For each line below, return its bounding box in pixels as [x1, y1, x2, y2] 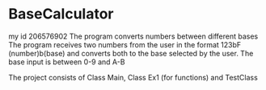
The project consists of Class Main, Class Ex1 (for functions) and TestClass [8, 72, 259, 82]
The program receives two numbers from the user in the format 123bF [8, 39, 242, 49]
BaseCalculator [8, 5, 115, 23]
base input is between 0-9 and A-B [8, 57, 125, 67]
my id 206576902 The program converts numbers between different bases [8, 31, 259, 41]
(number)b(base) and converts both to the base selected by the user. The [8, 48, 254, 58]
